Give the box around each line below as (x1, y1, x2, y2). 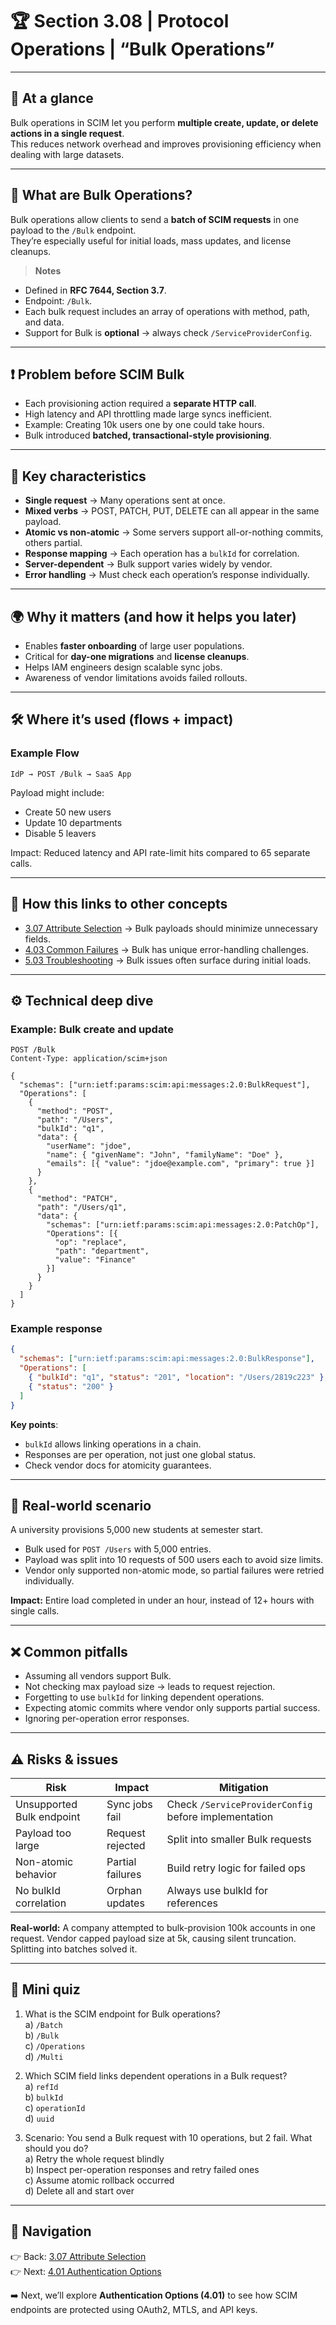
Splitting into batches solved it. (10, 1943, 138, 1955)
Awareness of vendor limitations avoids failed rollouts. (24, 672, 248, 683)
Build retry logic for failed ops (166, 1861, 306, 1875)
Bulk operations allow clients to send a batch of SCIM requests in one (10, 213, 300, 225)
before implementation (166, 1810, 274, 1824)
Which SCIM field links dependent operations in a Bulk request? (24, 2069, 288, 2082)
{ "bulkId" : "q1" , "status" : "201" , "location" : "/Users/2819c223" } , (28, 1373, 329, 1383)
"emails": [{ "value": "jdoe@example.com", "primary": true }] (46, 1159, 315, 1169)
